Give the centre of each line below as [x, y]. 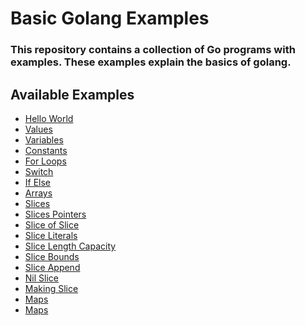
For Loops [45, 161]
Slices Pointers [55, 214]
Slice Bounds [52, 256]
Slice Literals [51, 235]
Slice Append [52, 267]
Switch [39, 171]
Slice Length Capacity [70, 246]
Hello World [49, 118]
